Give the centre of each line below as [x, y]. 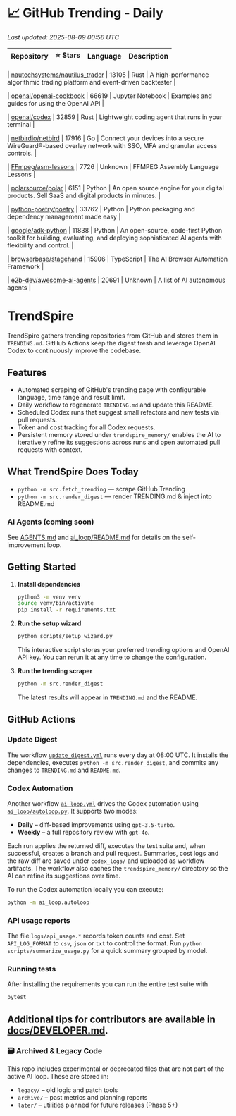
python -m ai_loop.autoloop [49, 902]
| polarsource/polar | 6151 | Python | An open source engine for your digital [116, 188]
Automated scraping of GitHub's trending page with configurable [112, 390]
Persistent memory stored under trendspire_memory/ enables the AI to [119, 434]
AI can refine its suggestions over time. [64, 876]
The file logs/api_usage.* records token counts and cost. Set [96, 936]
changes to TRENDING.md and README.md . [64, 770]
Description [149, 56]
